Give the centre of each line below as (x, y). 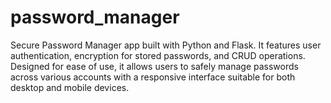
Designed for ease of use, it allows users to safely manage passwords (154, 66)
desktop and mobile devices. (70, 87)
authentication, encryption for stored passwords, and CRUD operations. (158, 55)
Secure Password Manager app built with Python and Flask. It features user (166, 45)
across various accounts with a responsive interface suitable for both (153, 77)
